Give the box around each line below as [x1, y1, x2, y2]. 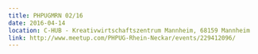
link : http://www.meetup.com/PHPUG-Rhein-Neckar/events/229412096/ [8, 33, 237, 42]
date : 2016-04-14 [8, 19, 66, 27]
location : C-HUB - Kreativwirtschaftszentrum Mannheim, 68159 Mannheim [8, 26, 250, 34]
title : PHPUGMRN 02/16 [8, 11, 83, 20]
